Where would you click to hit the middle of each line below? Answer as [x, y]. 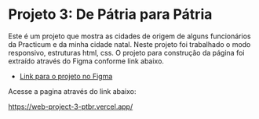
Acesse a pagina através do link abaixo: [72, 91]
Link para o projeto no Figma [66, 76]
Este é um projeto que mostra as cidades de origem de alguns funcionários [129, 36]
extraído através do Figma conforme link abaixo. [86, 61]
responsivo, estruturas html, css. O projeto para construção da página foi [126, 52]
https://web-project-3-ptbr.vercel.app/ [71, 106]
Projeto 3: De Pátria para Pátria [110, 14]
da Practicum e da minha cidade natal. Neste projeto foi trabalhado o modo [129, 44]
